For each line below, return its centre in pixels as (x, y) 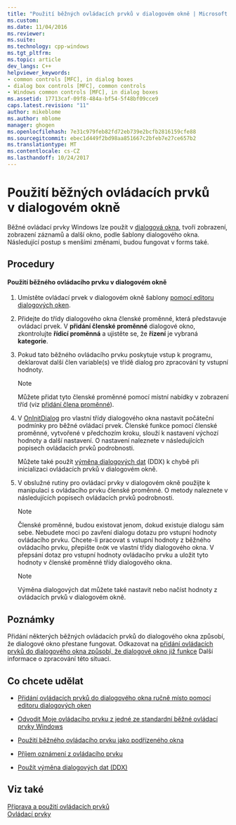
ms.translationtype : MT (42, 145)
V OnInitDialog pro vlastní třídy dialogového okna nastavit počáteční (116, 418)
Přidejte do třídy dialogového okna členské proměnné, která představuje (122, 319)
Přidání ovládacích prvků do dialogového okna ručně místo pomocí (114, 698)
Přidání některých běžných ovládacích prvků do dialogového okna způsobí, (116, 636)
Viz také (26, 789)
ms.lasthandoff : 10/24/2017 (48, 158)
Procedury (31, 264)
